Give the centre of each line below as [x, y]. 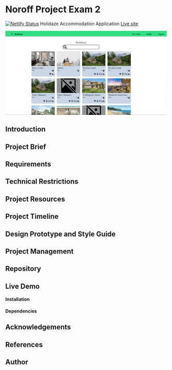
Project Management [39, 251]
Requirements [28, 164]
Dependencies [21, 311]
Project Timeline [32, 217]
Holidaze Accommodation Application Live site [89, 24]
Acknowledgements [38, 327]
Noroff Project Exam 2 [53, 9]
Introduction [26, 129]
